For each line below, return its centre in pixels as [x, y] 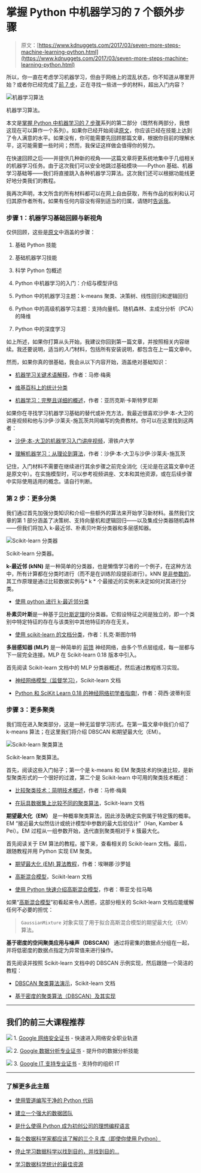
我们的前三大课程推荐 [45, 1023]
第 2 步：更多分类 [31, 499]
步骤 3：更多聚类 [31, 710]
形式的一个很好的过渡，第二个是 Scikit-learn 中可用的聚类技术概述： [106, 777]
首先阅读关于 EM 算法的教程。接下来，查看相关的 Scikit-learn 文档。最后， [98, 843]
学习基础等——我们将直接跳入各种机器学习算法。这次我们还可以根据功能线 [98, 173]
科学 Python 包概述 [38, 270]
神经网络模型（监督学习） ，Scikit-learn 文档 [68, 680]
